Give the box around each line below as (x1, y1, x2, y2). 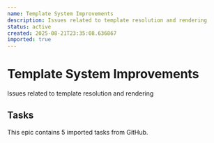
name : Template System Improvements (7, 10, 114, 17)
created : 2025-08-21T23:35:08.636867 (7, 29, 117, 37)
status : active (7, 23, 52, 30)
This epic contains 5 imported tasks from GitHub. (7, 128, 148, 136)
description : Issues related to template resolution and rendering (7, 17, 208, 24)
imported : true (7, 36, 52, 43)
